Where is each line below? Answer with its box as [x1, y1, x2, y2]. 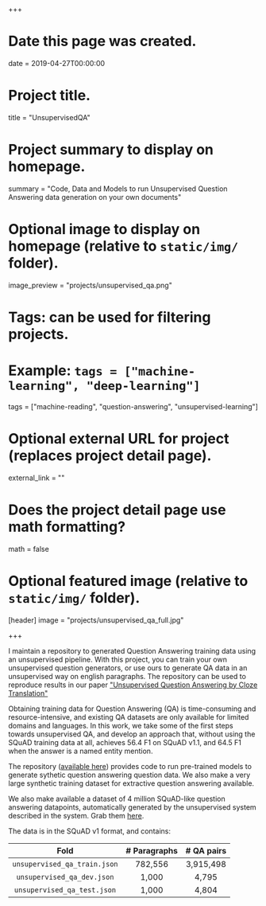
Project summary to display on [8, 141, 214, 159]
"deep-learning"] [86, 379, 201, 394]
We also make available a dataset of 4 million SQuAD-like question [8, 794, 226, 803]
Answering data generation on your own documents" [8, 192, 182, 201]
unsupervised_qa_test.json [14, 885, 117, 894]
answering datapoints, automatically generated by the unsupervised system [8, 802, 256, 812]
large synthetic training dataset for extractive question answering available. [8, 778, 255, 788]
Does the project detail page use [8, 501, 226, 518]
